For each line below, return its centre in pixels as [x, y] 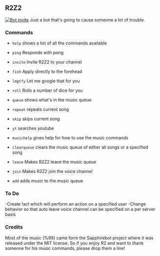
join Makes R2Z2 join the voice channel [52, 171]
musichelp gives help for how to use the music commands [70, 138]
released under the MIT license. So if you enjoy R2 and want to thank [74, 243]
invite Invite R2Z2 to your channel [47, 62]
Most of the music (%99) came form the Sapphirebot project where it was [79, 238]
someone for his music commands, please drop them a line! [65, 248]
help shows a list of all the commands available [60, 43]
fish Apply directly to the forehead [47, 72]
